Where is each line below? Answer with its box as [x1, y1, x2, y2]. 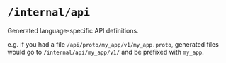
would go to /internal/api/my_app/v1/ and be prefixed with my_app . [7, 47, 204, 56]
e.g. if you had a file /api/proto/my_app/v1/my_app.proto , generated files [7, 40, 220, 48]
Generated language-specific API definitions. [7, 26, 140, 35]
